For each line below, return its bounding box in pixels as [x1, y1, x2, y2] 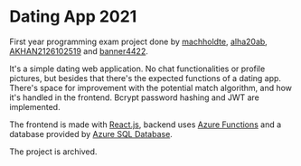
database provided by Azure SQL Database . [9, 128, 174, 139]
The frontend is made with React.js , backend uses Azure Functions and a [9, 119, 282, 130]
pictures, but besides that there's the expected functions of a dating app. [9, 72, 282, 83]
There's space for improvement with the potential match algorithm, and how [9, 82, 292, 93]
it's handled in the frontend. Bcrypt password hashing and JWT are [9, 92, 259, 103]
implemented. [9, 101, 61, 112]
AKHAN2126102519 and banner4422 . [9, 45, 149, 56]
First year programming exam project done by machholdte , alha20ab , [9, 36, 268, 47]
